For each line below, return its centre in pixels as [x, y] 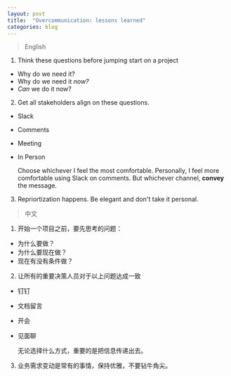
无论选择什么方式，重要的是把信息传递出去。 [82, 351]
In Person [31, 157]
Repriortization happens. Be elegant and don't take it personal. [108, 199]
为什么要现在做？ [42, 252]
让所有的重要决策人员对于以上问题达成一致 [79, 276]
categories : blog [33, 27]
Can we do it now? [44, 89]
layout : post [26, 14]
